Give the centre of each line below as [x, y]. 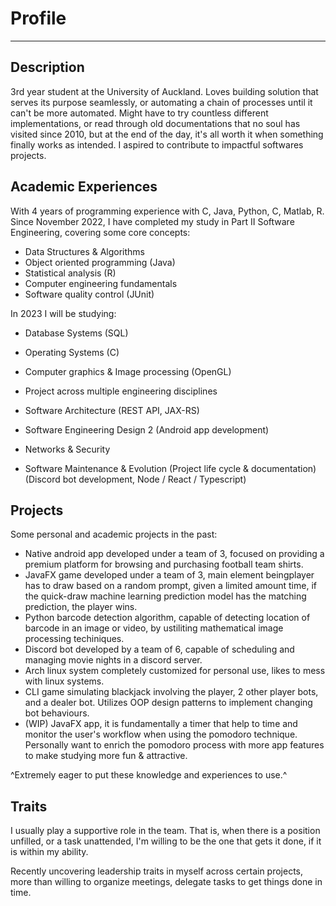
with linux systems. [64, 681]
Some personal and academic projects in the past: [114, 534]
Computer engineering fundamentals [101, 283]
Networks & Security [67, 449]
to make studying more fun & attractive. [106, 756]
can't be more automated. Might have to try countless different [139, 113]
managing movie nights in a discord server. [113, 660]
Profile [38, 18]
